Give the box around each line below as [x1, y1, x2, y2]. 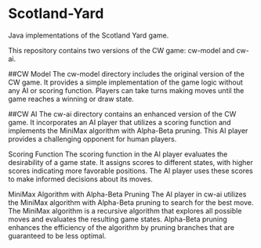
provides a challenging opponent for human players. [8, 134, 177, 143]
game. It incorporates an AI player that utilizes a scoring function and [8, 117, 231, 127]
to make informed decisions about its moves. [8, 174, 153, 184]
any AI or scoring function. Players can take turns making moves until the [8, 85, 245, 95]
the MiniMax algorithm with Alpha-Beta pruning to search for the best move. [8, 197, 254, 207]
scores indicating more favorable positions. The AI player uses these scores [8, 166, 253, 175]
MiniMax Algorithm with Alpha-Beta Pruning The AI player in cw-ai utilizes [8, 189, 247, 199]
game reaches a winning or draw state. [8, 94, 135, 103]
